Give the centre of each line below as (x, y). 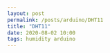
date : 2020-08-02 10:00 (42, 33)
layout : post (26, 13)
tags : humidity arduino (42, 39)
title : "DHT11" (29, 26)
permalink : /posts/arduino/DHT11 (55, 20)
